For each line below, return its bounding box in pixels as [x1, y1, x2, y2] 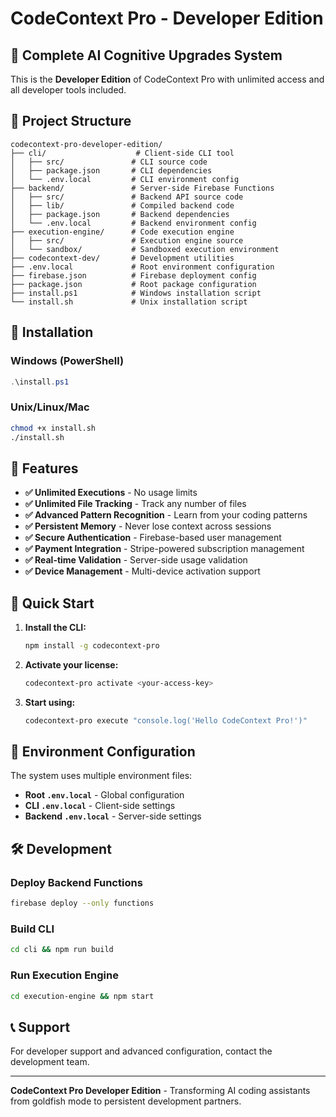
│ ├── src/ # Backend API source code [10, 192, 244, 202]
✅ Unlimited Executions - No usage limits [24, 487, 198, 499]
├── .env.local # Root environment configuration [10, 262, 275, 272]
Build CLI [10, 922, 55, 936]
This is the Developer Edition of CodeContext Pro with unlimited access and [10, 73, 325, 85]
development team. [10, 1056, 90, 1068]
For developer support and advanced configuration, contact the [10, 1045, 273, 1057]
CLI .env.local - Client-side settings [24, 800, 176, 812]
